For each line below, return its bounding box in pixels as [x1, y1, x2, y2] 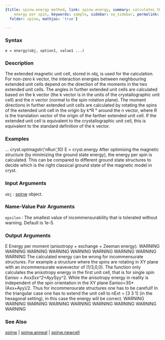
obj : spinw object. [5, 191, 43, 197]
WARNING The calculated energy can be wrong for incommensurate [5, 254, 143, 260]
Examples [5, 135, 29, 142]
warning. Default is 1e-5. [5, 220, 55, 226]
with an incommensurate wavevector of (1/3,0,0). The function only [5, 264, 141, 270]
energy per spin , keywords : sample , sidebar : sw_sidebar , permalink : [14, 12, 160, 17]
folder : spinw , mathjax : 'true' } [9, 16, 78, 21]
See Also [5, 318, 27, 325]
